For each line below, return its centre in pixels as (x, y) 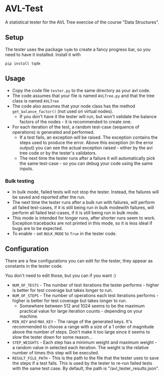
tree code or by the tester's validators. (58, 153)
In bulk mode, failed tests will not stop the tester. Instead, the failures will (85, 192)
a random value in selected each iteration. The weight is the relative (80, 347)
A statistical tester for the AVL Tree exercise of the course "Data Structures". (82, 22)
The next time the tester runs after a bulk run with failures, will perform (83, 202)
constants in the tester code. (34, 266)
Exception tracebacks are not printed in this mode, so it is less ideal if (82, 223)
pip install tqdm (23, 63)
